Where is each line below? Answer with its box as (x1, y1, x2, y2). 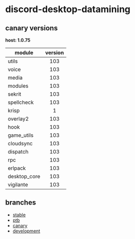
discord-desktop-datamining (5, 4, 131, 15)
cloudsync (8, 140, 33, 147)
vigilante (8, 181, 28, 188)
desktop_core (8, 173, 41, 180)
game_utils (8, 132, 34, 139)
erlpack (8, 165, 26, 172)
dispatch (8, 148, 29, 155)
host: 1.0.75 (5, 37, 30, 43)
